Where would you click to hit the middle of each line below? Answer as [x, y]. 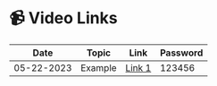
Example [99, 67]
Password [181, 53]
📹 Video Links [63, 18]
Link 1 [138, 67]
